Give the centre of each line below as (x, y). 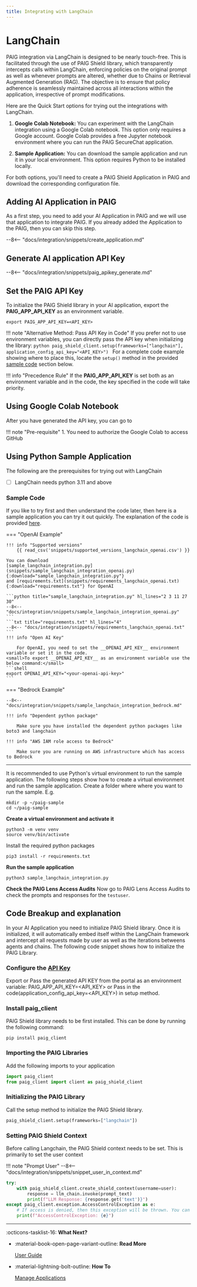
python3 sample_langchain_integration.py (57, 878)
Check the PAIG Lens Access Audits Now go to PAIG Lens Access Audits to (98, 889)
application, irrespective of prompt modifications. (66, 94)
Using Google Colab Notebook (62, 407)
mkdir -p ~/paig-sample (35, 803)
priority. (16, 388)
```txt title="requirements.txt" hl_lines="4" (64, 622)
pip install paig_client (36, 1038)
